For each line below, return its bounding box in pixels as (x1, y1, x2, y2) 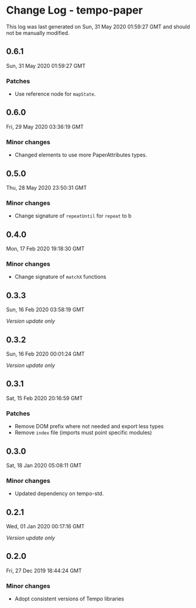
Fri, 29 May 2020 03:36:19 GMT (6, 123, 84, 130)
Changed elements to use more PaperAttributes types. (14, 151, 148, 158)
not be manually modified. (6, 29, 70, 36)
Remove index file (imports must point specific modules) (14, 429, 152, 436)
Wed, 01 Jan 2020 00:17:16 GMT (6, 523, 85, 530)
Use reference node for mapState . (14, 90, 96, 97)
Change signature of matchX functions (14, 273, 106, 281)
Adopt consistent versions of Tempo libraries (14, 595, 125, 603)
